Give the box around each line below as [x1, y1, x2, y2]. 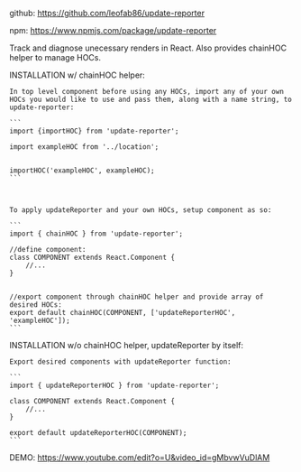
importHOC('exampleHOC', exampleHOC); [9, 166, 155, 175]
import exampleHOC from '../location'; [9, 143, 160, 152]
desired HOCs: [9, 301, 63, 310]
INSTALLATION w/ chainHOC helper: [9, 69, 146, 80]
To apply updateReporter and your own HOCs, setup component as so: [9, 206, 272, 215]
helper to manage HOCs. [9, 52, 102, 62]
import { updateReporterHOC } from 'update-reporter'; [9, 381, 220, 390]
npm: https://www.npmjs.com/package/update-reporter [9, 25, 217, 35]
